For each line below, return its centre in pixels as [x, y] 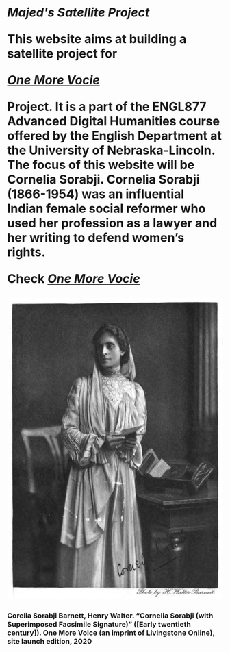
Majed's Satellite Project [78, 13]
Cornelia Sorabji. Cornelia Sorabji [103, 180]
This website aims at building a [97, 39]
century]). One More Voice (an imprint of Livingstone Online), [111, 633]
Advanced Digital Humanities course [114, 122]
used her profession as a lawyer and [112, 223]
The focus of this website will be [101, 165]
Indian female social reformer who [106, 209]
